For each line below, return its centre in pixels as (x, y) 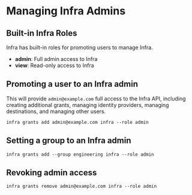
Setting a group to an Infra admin (69, 141)
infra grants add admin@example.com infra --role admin (77, 122)
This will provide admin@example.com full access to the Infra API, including (96, 98)
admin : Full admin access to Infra (56, 59)
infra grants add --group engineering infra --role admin (80, 154)
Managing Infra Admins (66, 11)
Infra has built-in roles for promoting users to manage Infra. (79, 47)
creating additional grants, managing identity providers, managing (88, 105)
